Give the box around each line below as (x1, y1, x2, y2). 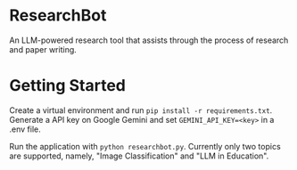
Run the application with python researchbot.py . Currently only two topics (9, 141, 281, 151)
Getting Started (9, 76, 127, 96)
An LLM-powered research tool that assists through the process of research (9, 35, 289, 45)
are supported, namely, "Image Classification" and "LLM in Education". (9, 150, 269, 161)
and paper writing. (9, 44, 78, 54)
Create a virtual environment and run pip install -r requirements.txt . (9, 104, 273, 116)
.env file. (9, 124, 42, 134)
